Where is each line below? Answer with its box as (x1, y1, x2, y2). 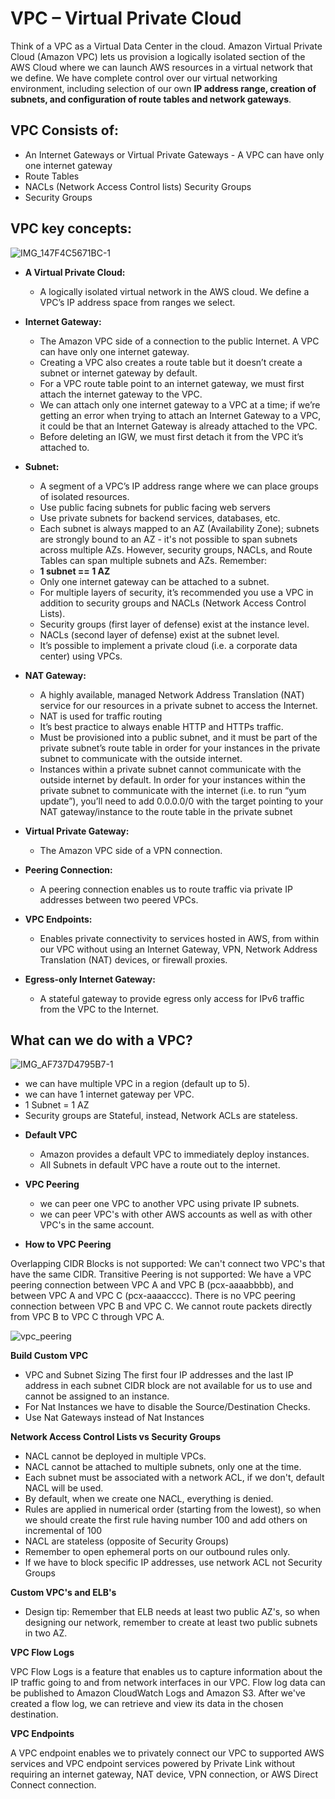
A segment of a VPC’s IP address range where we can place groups (39, 480, 319, 492)
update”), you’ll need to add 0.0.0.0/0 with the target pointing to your (39, 795, 324, 807)
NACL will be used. (24, 1482, 104, 1494)
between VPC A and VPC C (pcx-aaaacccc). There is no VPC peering (10, 1290, 296, 1302)
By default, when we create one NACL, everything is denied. (24, 1493, 274, 1505)
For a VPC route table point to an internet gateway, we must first (39, 377, 305, 389)
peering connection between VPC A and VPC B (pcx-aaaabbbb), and (10, 1279, 294, 1291)
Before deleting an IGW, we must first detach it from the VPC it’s (39, 430, 304, 442)
